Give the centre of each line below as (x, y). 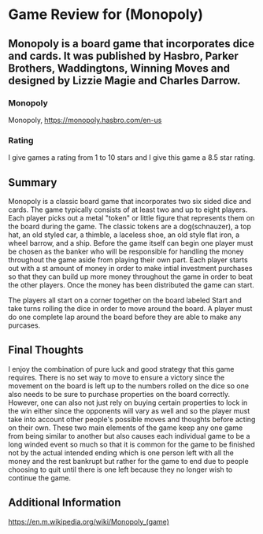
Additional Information (65, 503)
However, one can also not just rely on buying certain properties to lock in (128, 402)
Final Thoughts (46, 350)
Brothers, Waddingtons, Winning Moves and (119, 68)
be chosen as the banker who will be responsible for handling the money (126, 251)
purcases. (24, 325)
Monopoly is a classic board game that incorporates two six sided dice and (130, 201)
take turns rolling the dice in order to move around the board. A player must (130, 308)
